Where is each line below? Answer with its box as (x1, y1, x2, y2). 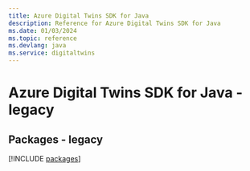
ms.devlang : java (8, 42, 67, 50)
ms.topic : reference (8, 34, 78, 43)
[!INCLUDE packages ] (8, 154, 81, 163)
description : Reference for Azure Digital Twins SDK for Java (8, 19, 221, 27)
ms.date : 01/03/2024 (8, 26, 78, 35)
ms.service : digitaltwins (8, 49, 95, 57)
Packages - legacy (8, 132, 103, 146)
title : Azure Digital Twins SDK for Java (8, 11, 150, 20)
